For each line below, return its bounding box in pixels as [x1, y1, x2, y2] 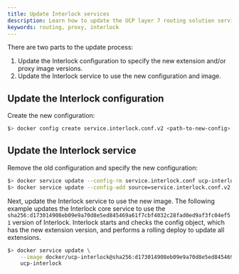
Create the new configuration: [7, 111, 95, 120]
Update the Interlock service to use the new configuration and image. [17, 72, 222, 80]
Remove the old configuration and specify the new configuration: [7, 163, 198, 172]
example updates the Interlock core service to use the [7, 204, 166, 213]
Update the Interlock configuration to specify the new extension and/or [17, 57, 226, 65]
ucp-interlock [20, 260, 62, 267]
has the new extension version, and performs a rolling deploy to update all [7, 225, 225, 234]
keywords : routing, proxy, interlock [7, 23, 119, 31]
